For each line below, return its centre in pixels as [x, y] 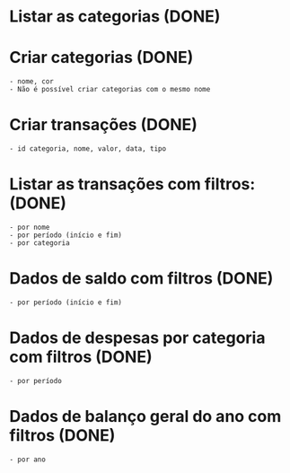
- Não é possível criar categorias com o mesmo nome [110, 90]
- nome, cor [31, 82]
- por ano [28, 460]
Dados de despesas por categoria [137, 338]
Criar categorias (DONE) [101, 58]
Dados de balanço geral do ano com [145, 417]
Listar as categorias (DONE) [115, 17]
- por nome [30, 227]
